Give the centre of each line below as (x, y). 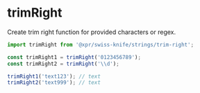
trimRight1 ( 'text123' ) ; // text (54, 76)
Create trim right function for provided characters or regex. (92, 32)
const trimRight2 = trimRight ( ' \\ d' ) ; (63, 64)
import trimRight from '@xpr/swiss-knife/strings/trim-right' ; (101, 44)
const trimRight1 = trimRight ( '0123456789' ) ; (74, 57)
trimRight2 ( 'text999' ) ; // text (54, 83)
